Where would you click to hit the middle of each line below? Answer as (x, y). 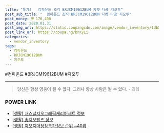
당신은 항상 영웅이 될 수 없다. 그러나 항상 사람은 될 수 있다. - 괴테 (78, 89)
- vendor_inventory (29, 42)
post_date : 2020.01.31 (28, 23)
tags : (10, 46)
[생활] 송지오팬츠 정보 (33, 119)
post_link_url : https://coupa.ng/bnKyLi (47, 32)
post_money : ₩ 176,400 (28, 19)
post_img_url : (20, 28)
